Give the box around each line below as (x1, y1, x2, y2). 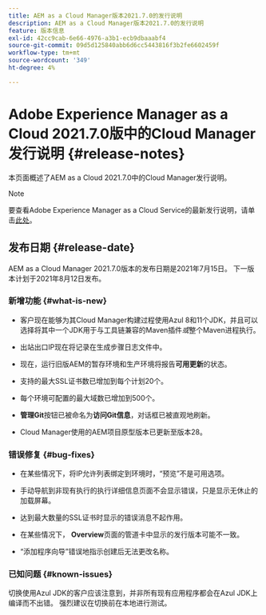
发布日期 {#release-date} (8, 241, 135, 254)
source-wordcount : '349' (8, 57, 91, 65)
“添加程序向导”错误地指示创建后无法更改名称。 (19, 547, 174, 557)
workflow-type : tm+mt (8, 49, 81, 57)
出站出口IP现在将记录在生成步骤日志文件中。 (19, 341, 167, 352)
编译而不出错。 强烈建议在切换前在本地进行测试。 (8, 598, 172, 608)
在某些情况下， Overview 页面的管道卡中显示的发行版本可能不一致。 (19, 529, 244, 540)
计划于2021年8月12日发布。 (14, 274, 106, 283)
